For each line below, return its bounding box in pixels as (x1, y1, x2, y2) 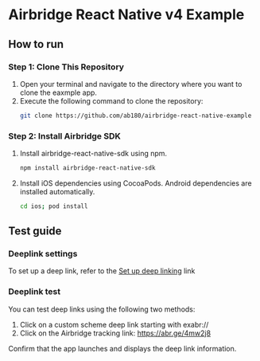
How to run (8, 37, 64, 51)
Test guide (8, 225, 62, 238)
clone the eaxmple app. (19, 88, 98, 97)
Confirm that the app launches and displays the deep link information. (8, 343, 237, 353)
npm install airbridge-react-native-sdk (19, 164, 156, 172)
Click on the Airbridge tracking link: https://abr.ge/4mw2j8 (19, 328, 211, 338)
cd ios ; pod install (19, 202, 88, 210)
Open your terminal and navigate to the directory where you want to (19, 79, 243, 88)
